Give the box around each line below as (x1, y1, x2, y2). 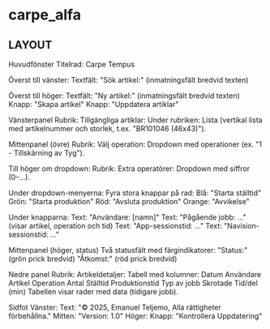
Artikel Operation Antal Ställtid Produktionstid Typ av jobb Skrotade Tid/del (8, 278, 258, 288)
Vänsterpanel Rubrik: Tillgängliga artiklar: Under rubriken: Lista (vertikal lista (8, 115, 263, 125)
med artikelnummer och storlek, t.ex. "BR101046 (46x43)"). (8, 124, 207, 133)
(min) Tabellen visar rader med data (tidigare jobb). (8, 287, 178, 297)
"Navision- (223, 221, 259, 230)
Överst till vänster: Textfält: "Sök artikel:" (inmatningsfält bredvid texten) (8, 75, 249, 84)
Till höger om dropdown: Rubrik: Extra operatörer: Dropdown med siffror (8, 164, 250, 173)
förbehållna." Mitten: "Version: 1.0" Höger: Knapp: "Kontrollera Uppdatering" (8, 311, 263, 321)
